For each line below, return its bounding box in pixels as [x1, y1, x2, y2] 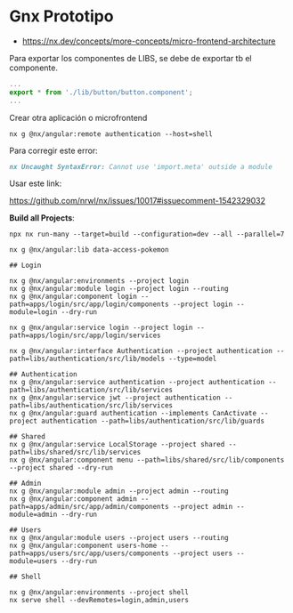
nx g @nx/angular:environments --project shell [9, 588, 190, 597]
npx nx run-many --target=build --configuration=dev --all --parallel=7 [9, 230, 285, 239]
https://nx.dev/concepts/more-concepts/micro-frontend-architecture [21, 36, 276, 46]
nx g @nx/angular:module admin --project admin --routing [9, 487, 229, 496]
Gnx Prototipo [9, 6, 114, 27]
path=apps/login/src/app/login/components [9, 300, 169, 309]
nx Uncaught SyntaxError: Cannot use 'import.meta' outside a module [9, 162, 273, 171]
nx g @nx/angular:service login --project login [9, 323, 193, 333]
